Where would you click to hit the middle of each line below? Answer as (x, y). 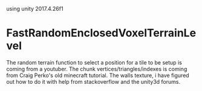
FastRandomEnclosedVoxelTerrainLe (101, 33)
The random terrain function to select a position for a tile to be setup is (94, 62)
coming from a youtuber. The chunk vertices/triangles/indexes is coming (97, 69)
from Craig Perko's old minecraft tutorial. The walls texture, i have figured (98, 75)
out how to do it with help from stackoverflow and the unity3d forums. (93, 81)
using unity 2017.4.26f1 (35, 9)
